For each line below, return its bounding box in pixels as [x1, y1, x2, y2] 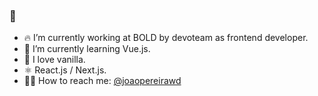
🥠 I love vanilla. [23, 54, 86, 66]
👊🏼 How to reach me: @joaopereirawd [23, 75, 182, 87]
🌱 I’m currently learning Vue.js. [23, 43, 151, 55]
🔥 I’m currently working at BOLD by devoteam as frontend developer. [23, 32, 309, 44]
